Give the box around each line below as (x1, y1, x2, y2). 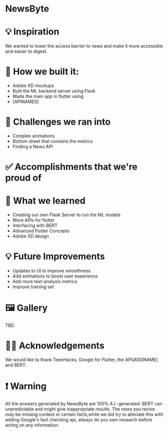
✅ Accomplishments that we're (5, 161, 138, 172)
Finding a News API (12, 144, 53, 149)
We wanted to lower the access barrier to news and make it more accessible (5, 43, 163, 49)
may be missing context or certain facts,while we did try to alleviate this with (5, 411, 163, 417)
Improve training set (12, 284, 54, 290)
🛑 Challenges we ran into (5, 116, 111, 128)
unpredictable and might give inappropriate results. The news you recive (5, 406, 155, 412)
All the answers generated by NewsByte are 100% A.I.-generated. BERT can (5, 400, 162, 406)
